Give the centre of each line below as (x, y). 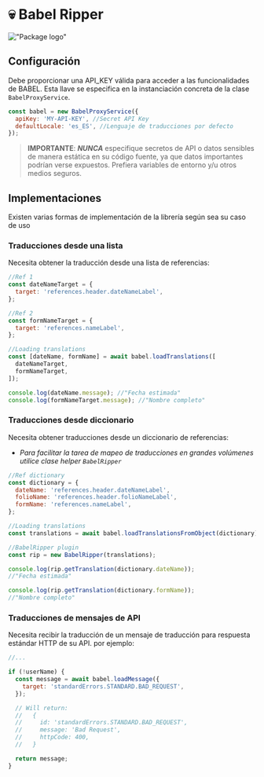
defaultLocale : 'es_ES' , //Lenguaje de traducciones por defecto (125, 126)
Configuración (44, 62)
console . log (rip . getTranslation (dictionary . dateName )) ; (101, 569)
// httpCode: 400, (52, 737)
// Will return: (42, 708)
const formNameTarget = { (50, 321)
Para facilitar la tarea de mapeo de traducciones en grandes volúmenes (136, 453)
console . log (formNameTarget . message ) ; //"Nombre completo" (107, 400)
